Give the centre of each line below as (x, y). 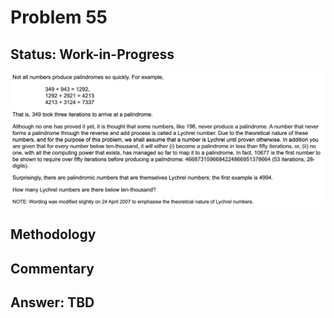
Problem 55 (59, 17)
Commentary (52, 268)
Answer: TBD (52, 302)
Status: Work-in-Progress (92, 54)
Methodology (53, 234)
